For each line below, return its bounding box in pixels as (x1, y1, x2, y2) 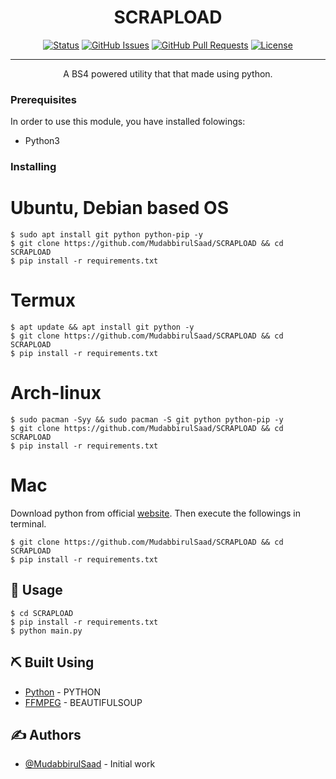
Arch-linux (10, 382, 102, 405)
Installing (10, 160, 57, 174)
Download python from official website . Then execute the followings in (10, 507, 301, 519)
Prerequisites (10, 92, 77, 106)
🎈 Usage (10, 582, 63, 599)
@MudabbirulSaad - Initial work (24, 758, 156, 770)
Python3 (24, 135, 60, 147)
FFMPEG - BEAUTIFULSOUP (24, 696, 143, 708)
